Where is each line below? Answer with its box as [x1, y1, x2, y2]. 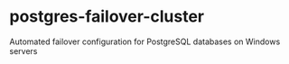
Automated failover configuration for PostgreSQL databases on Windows [9, 36, 281, 47]
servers [9, 45, 38, 56]
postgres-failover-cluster [9, 6, 205, 27]
